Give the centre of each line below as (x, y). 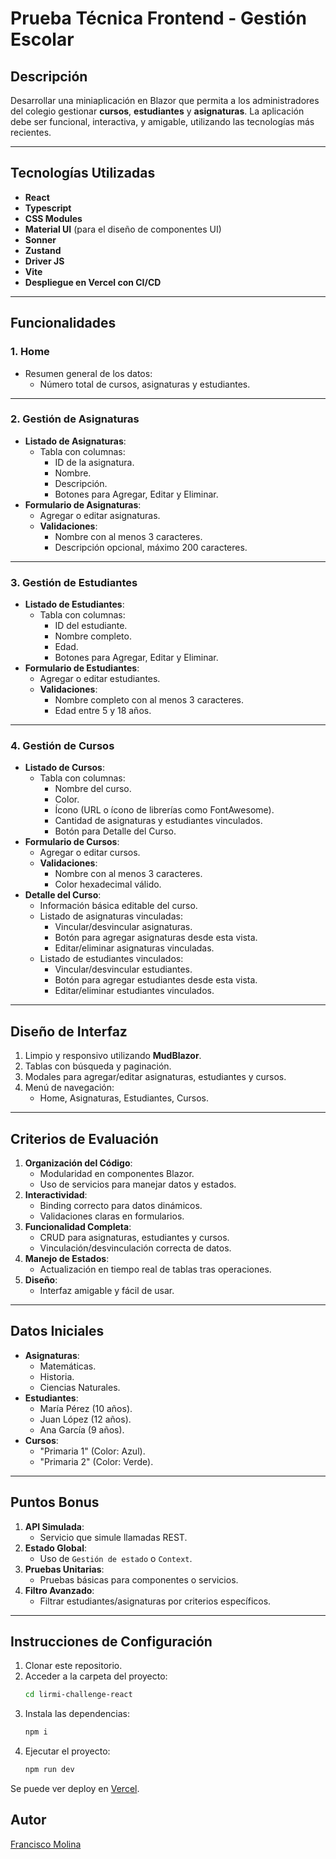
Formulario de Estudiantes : (82, 668)
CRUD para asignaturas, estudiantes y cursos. (134, 1238)
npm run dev (49, 1770)
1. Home (30, 352)
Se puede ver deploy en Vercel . (75, 1789)
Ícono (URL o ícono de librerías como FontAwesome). (164, 810)
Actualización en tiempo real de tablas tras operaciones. (155, 1269)
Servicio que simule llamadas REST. (113, 1537)
